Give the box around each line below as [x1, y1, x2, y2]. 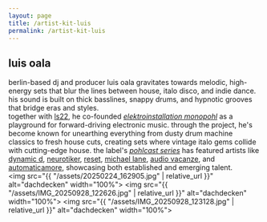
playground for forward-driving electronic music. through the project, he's [8, 120, 253, 130]
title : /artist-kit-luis [8, 19, 91, 27]
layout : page [8, 11, 52, 20]
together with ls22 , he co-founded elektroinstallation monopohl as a [8, 111, 233, 121]
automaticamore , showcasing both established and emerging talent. [8, 163, 233, 172]
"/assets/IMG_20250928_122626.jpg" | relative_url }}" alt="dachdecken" [8, 188, 247, 198]
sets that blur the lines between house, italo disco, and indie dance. [33, 86, 257, 96]
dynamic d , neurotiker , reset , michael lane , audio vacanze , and [8, 154, 215, 164]
